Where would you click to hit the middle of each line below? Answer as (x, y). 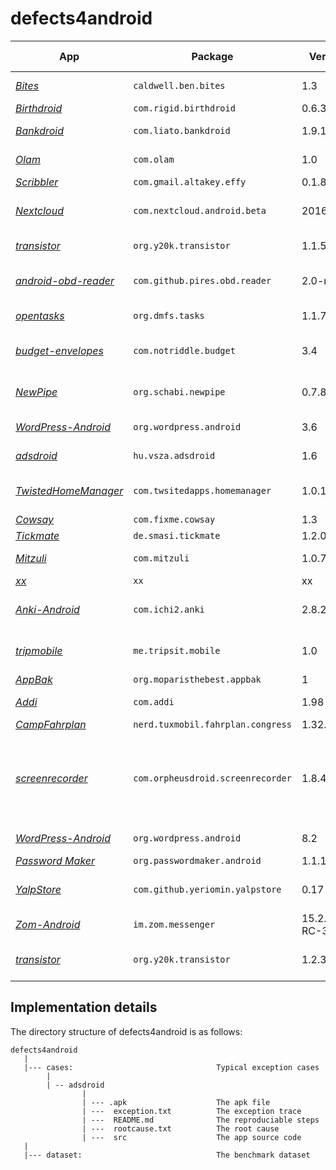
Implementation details (84, 1007)
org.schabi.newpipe (179, 391)
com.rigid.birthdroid (184, 108)
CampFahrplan (51, 724)
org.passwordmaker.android (197, 860)
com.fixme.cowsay (174, 519)
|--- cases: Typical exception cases (171, 1067)
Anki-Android (47, 609)
